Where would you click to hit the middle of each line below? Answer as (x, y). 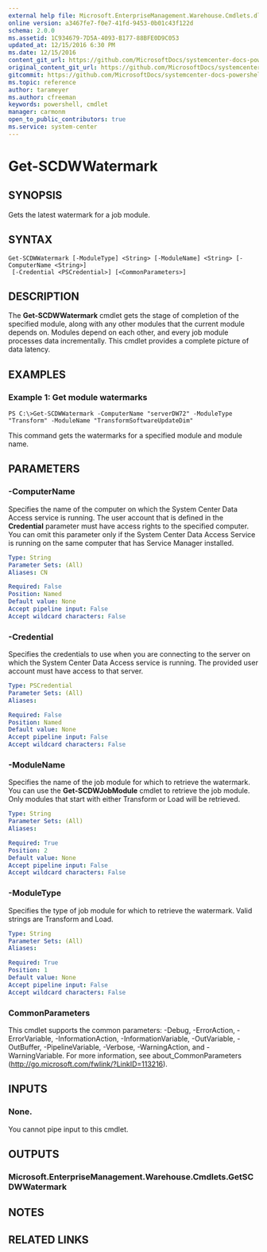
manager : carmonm (37, 112)
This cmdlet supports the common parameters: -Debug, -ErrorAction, (122, 1030)
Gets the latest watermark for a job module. (79, 214)
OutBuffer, (25, 1047)
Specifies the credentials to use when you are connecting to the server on (129, 654)
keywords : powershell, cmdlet (58, 104)
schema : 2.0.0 (32, 30)
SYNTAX (31, 240)
